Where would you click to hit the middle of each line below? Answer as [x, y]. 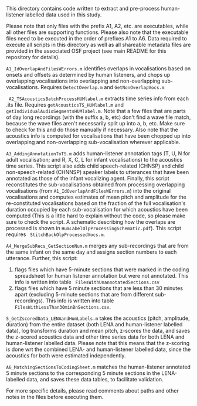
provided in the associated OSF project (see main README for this [86, 51]
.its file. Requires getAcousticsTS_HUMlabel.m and [65, 105]
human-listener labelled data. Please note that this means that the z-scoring [98, 343]
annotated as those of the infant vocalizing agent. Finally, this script [88, 178]
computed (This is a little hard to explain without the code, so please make [96, 216]
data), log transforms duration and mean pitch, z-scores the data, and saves [98, 331]
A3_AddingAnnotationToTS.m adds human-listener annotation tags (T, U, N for [98, 153]
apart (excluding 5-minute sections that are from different [84, 294]
